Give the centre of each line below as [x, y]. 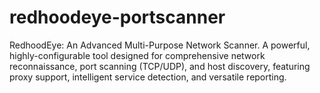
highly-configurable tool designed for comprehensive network [137, 55]
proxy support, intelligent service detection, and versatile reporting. [148, 77]
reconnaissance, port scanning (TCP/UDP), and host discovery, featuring [160, 66]
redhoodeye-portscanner [117, 17]
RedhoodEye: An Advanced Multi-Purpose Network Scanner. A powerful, [160, 45]
